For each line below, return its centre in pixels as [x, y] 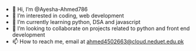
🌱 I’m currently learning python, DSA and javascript [76, 22]
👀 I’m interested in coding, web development [68, 16]
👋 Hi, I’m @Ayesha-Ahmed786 [50, 9]
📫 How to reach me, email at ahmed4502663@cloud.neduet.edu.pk [98, 41]
